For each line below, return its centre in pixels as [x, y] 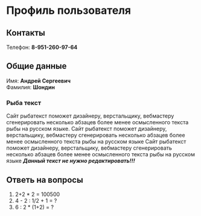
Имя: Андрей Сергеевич [39, 81]
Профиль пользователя [69, 11]
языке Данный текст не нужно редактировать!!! [71, 161]
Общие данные [37, 66]
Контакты [26, 33]
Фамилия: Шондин [31, 87]
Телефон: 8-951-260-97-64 [42, 47]
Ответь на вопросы [45, 179]
